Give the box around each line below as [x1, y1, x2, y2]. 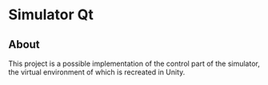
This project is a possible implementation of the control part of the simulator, [8, 59, 260, 68]
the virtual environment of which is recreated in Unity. [8, 67, 186, 77]
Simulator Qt [8, 6, 94, 24]
